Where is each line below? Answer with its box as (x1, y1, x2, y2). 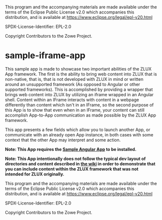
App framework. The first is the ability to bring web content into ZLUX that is (5, 71, 157, 77)
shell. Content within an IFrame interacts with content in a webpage (5, 97, 139, 103)
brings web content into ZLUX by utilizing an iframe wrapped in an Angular (5, 91, 154, 97)
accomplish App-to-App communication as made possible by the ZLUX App (5, 112, 156, 118)
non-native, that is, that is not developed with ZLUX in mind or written (5, 76, 144, 82)
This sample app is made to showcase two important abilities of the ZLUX (5, 66, 152, 72)
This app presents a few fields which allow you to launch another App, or (5, 127, 150, 132)
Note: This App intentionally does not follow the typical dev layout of (5, 156, 146, 161)
